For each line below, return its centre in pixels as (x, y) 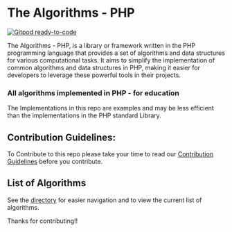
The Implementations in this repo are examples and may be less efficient (111, 108)
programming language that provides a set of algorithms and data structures (116, 53)
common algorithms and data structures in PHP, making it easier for (104, 67)
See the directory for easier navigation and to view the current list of (105, 200)
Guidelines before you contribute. (55, 162)
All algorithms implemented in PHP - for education (93, 93)
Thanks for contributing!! (43, 221)
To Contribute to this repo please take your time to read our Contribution (110, 154)
